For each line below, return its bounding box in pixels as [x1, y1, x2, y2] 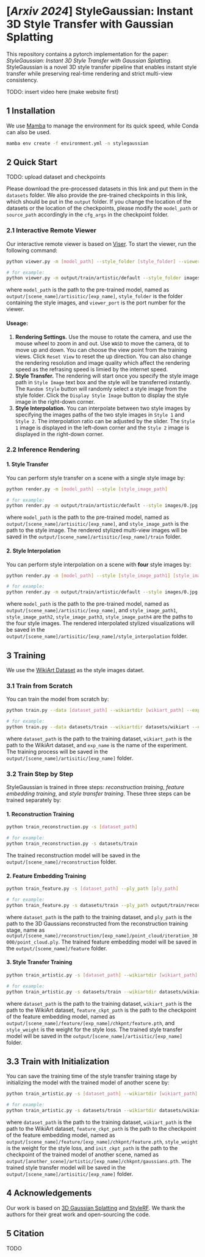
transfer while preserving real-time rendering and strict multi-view [6, 70, 173, 77]
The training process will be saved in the [6, 748, 109, 755]
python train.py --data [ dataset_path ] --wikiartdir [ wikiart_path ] [6, 707, 184, 714]
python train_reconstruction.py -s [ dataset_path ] [6, 824, 138, 830]
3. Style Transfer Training [6, 959, 73, 966]
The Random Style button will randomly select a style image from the [15, 385, 187, 392]
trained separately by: [6, 797, 62, 804]
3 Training [6, 650, 46, 661]
